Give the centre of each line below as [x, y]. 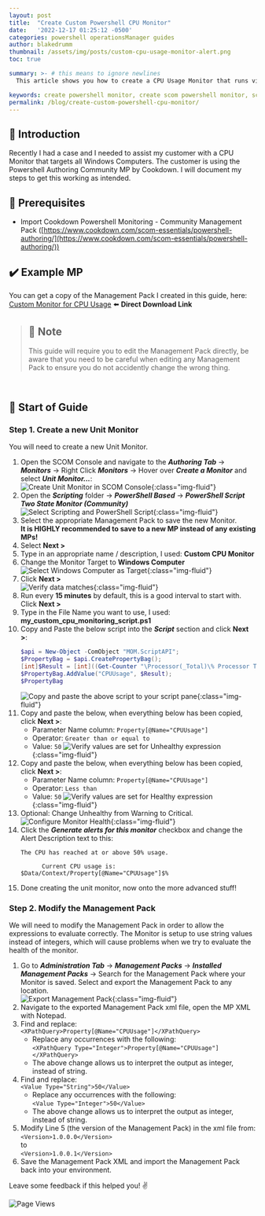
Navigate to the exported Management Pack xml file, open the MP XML [135, 1007]
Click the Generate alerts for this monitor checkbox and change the [131, 829]
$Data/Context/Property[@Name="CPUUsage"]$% [94, 873]
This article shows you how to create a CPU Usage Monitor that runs [132, 81]
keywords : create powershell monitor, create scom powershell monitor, [129, 95]
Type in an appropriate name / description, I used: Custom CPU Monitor [137, 554]
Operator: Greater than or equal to [91, 738]
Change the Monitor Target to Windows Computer [103, 562]
